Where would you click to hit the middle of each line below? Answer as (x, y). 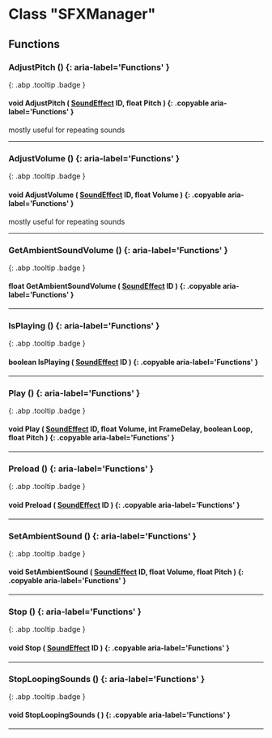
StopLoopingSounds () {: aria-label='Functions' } (106, 679)
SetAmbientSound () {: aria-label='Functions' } (102, 536)
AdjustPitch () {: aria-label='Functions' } (89, 67)
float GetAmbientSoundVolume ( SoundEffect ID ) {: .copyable (115, 286)
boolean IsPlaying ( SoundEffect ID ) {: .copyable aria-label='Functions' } (134, 362)
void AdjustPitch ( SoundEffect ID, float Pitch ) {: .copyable (109, 103)
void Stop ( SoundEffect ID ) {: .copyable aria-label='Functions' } (119, 648)
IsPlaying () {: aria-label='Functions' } (84, 326)
